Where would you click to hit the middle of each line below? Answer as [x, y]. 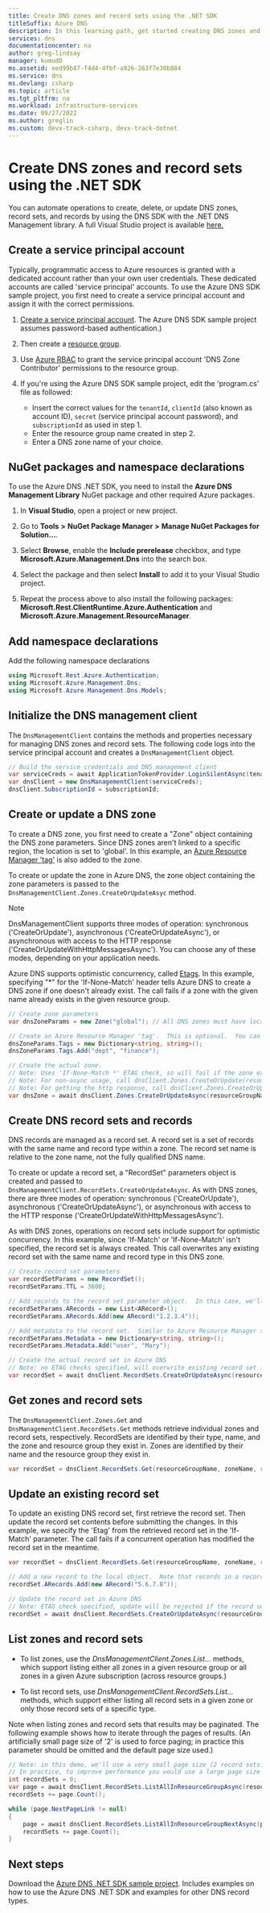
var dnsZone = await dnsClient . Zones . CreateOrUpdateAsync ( [109, 1096]
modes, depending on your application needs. [84, 958]
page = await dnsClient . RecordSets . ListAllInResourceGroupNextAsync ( [142, 1824]
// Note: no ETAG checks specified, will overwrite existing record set [133, 1368]
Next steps [36, 1864]
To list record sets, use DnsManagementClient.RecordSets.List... [127, 1691]
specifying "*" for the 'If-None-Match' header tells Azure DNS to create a [130, 982]
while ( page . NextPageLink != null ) [68, 1809]
